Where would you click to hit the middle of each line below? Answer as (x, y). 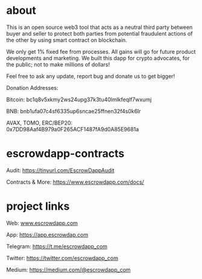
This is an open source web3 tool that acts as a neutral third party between (99, 27)
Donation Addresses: (32, 87)
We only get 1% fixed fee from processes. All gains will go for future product (101, 51)
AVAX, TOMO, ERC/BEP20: (39, 123)
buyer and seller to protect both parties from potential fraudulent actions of (99, 33)
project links (38, 206)
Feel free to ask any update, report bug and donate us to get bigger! (91, 76)
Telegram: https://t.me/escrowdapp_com (57, 246)
